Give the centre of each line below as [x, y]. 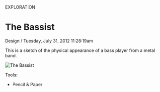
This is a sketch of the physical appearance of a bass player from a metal [80, 50]
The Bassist [30, 27]
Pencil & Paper [27, 84]
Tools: [11, 75]
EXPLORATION [20, 7]
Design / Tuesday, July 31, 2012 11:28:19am [49, 41]
